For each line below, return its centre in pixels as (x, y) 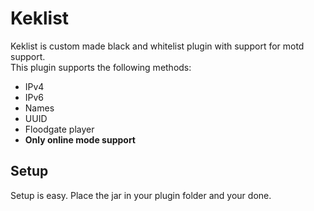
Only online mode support (80, 139)
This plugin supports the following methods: (101, 67)
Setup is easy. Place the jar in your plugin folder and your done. (141, 195)
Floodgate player (59, 129)
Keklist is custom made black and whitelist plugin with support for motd (157, 46)
